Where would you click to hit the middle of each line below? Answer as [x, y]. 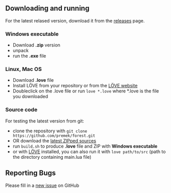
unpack [21, 51]
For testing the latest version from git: [45, 121]
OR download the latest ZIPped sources [54, 140]
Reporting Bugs [31, 173]
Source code [21, 110]
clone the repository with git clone [50, 131]
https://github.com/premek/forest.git [54, 136]
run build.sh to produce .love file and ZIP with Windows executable [85, 146]
